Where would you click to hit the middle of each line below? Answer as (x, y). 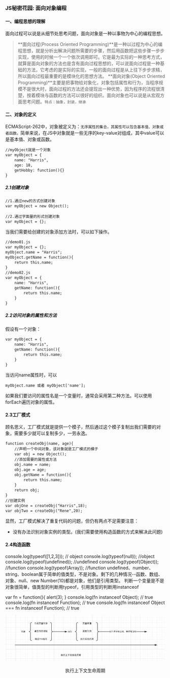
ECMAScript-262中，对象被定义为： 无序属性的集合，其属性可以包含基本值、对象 (83, 127)
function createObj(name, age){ (39, 444)
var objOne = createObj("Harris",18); (46, 506)
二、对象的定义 (21, 114)
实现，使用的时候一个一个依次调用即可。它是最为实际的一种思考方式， (91, 57)
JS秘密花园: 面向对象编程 (36, 8)
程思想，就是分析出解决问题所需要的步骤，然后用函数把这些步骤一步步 (91, 51)
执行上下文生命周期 (85, 670)
